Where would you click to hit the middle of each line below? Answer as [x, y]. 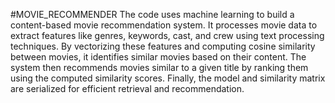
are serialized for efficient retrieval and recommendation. [127, 88]
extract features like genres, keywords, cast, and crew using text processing [167, 35]
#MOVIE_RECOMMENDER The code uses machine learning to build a [152, 14]
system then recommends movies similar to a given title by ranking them [159, 67]
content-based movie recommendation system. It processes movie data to [164, 25]
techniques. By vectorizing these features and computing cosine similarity [163, 46]
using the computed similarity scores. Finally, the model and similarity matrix [168, 78]
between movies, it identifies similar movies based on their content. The [158, 57]
